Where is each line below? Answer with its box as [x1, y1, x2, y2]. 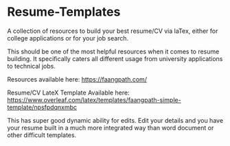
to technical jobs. [7, 62, 56, 70]
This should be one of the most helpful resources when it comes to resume [7, 47, 220, 56]
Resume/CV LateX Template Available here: [7, 88, 130, 97]
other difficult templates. [7, 131, 77, 139]
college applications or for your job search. [7, 34, 129, 42]
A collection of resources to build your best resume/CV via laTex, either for [7, 27, 218, 35]
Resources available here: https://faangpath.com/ [7, 75, 148, 83]
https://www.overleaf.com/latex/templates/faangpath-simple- [7, 95, 181, 104]
